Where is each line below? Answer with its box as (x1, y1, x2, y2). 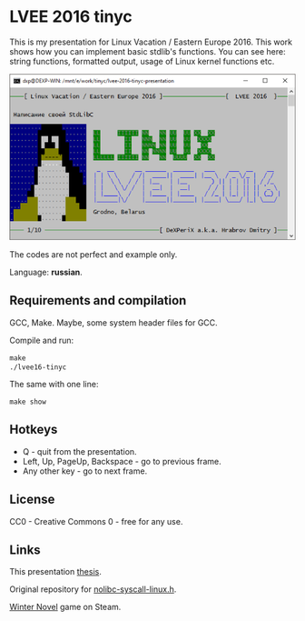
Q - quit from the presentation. (22, 446, 138, 456)
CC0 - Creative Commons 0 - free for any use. (9, 516, 183, 526)
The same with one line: (9, 378, 99, 389)
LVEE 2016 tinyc (9, 6, 133, 27)
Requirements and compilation (9, 293, 187, 308)
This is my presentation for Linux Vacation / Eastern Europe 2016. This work (9, 36, 293, 47)
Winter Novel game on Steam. (9, 602, 122, 613)
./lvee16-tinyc (9, 362, 67, 372)
